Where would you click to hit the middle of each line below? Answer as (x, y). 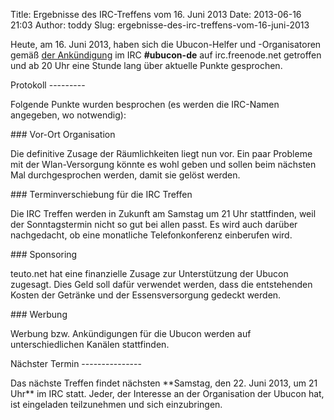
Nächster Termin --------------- (76, 363)
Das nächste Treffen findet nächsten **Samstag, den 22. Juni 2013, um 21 (164, 383)
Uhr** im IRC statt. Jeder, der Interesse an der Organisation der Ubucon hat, (167, 393)
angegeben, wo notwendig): (68, 115)
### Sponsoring (44, 254)
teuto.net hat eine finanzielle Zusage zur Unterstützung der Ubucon (149, 273)
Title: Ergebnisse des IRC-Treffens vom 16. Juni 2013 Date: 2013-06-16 (156, 14)
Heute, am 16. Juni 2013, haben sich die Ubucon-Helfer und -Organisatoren (166, 44)
